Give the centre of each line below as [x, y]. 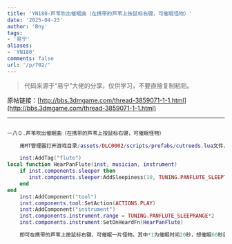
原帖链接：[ [23, 100]
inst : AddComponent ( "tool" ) [58, 197]
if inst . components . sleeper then [68, 171]
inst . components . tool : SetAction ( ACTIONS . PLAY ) [88, 203]
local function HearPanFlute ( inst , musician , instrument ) [92, 165]
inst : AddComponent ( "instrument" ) [68, 209]
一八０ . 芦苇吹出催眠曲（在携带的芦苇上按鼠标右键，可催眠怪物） [86, 133]
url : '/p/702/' [29, 65]
